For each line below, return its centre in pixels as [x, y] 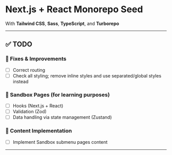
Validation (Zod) [30, 112]
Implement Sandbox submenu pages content [60, 142]
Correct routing [29, 70]
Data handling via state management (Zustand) [62, 117]
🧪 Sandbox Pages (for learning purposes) [58, 94]
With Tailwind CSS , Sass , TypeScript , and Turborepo [62, 23]
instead [21, 81]
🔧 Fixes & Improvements [36, 59]
